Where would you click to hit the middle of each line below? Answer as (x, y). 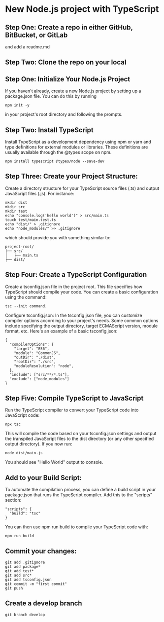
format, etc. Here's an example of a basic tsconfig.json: (61, 331)
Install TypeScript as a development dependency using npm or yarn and (78, 142)
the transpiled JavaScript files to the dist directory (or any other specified (80, 439)
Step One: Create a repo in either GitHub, (69, 27)
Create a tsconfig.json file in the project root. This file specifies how (74, 287)
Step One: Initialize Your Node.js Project (68, 79)
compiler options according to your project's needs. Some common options (82, 320)
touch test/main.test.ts (31, 220)
